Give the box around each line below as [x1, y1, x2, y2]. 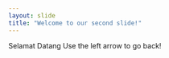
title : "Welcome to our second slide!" [8, 19, 142, 27]
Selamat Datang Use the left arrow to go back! [8, 41, 162, 50]
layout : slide [8, 11, 56, 20]
